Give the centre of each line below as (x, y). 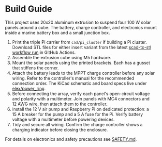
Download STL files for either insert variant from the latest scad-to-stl (81, 47)
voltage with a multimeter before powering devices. (63, 119)
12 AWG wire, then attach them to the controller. (60, 104)
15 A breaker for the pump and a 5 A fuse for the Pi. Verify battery (77, 114)
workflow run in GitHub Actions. (44, 52)
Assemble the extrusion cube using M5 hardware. (61, 57)
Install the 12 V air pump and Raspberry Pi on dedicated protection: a (80, 109)
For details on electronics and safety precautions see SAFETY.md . (71, 139)
